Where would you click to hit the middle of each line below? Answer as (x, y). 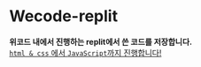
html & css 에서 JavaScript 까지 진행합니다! (85, 52)
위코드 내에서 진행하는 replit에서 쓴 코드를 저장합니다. (101, 41)
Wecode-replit (63, 16)
